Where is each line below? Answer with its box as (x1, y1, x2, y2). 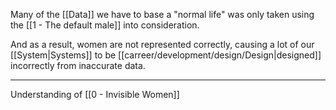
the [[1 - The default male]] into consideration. (10, 19, 200, 31)
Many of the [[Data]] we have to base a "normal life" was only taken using (10, 9, 315, 20)
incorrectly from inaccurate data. (10, 60, 146, 71)
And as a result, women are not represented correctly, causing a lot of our (10, 39, 315, 50)
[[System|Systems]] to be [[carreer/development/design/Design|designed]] (10, 49, 322, 61)
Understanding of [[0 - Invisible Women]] (10, 89, 180, 100)
